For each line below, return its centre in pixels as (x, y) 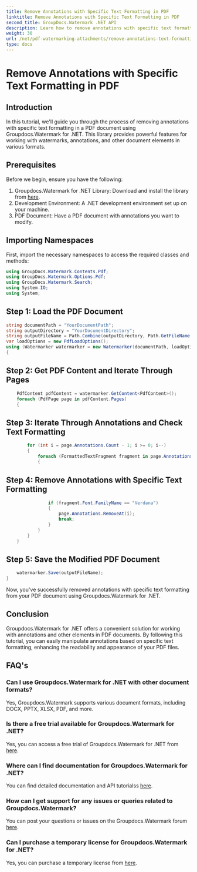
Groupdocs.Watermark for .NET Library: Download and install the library (101, 190)
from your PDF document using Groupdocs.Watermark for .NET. (84, 596)
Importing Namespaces (50, 241)
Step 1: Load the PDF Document (64, 312)
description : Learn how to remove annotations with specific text (89, 28)
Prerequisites (31, 165)
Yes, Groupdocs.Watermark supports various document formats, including (96, 702)
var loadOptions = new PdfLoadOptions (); (57, 341)
